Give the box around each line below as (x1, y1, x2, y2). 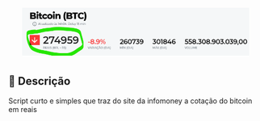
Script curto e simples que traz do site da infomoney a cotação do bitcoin (8, 96, 253, 106)
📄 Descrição (8, 74, 71, 88)
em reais (8, 104, 38, 114)
